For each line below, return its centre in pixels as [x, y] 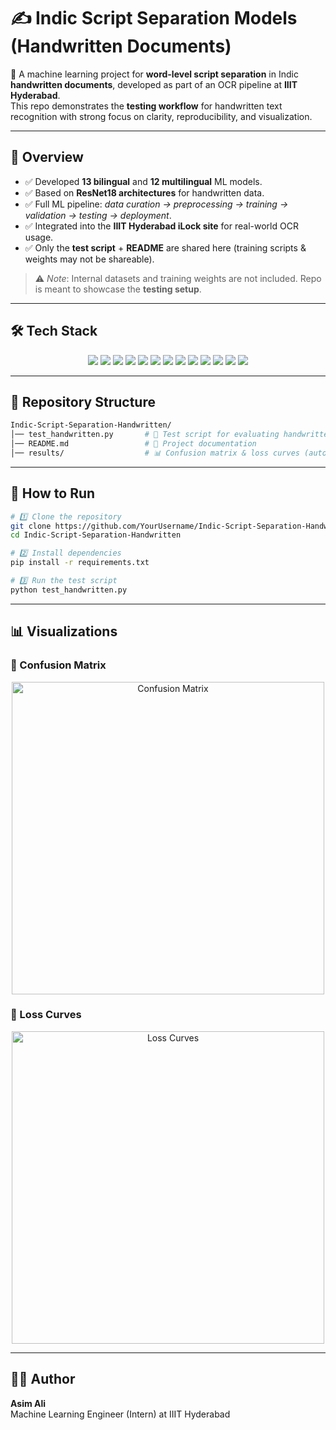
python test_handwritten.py [69, 590]
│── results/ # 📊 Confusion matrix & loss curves [155, 453]
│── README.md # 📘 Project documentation [133, 444]
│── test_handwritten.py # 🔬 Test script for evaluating [145, 435]
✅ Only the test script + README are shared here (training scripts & [165, 247]
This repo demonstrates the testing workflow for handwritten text [146, 106]
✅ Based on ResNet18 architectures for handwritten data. [144, 192]
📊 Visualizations [64, 631]
